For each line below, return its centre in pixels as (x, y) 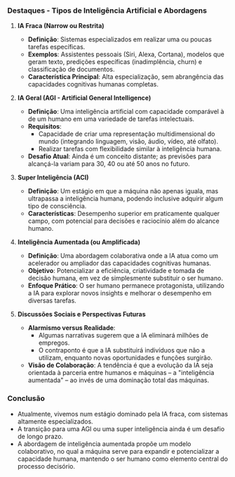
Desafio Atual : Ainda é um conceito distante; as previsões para (120, 156)
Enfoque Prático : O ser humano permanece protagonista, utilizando (126, 286)
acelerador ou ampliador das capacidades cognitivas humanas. (120, 263)
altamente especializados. (55, 421)
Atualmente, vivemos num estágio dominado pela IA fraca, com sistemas (122, 414)
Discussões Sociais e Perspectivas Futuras (81, 314)
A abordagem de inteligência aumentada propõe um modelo (104, 444)
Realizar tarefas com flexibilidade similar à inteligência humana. (130, 149)
